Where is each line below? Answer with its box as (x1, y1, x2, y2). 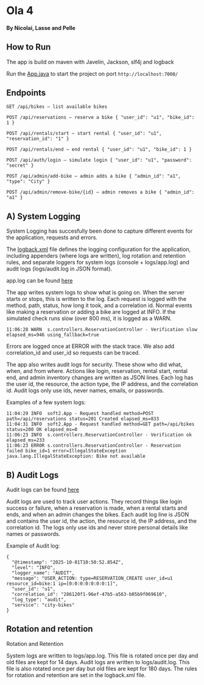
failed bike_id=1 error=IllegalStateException (6, 448, 127, 454)
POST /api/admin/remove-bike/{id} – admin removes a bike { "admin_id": (6, 189, 195, 195)
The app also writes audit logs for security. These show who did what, (6, 361, 183, 368)
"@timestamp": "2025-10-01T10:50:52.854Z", (12, 559, 124, 565)
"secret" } (6, 162, 34, 169)
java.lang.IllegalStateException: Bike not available (6, 453, 146, 460)
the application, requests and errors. (6, 234, 98, 241)
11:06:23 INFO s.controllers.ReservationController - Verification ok (6, 432, 192, 438)
